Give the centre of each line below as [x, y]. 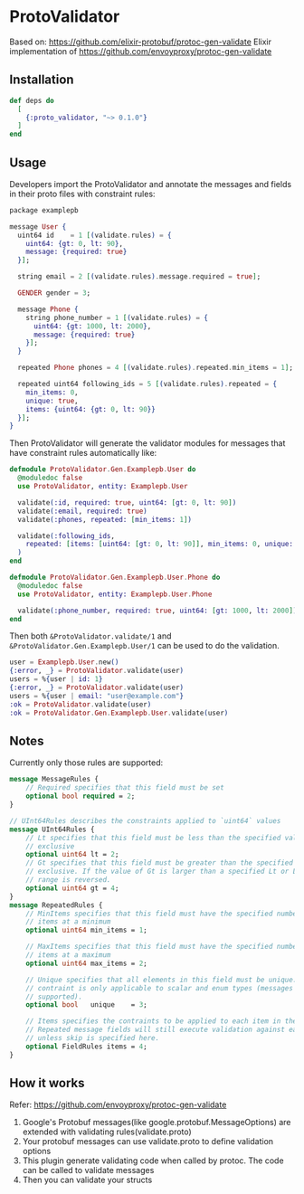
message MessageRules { [54, 780]
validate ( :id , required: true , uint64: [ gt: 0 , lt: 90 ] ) [127, 502]
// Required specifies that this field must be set [125, 788]
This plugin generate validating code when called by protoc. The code [153, 1161]
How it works [47, 1083]
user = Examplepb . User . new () [64, 662]
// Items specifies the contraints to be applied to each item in [153, 1021]
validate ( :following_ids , [66, 535]
